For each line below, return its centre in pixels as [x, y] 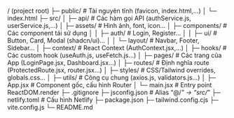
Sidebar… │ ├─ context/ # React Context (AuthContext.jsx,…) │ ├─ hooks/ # [117, 48]
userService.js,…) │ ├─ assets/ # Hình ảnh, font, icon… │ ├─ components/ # [117, 25]
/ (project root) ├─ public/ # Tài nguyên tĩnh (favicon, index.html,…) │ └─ [112, 11]
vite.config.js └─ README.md [50, 107]
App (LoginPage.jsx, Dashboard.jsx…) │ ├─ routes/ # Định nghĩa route [108, 62]
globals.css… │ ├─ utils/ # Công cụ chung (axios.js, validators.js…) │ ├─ [112, 78]
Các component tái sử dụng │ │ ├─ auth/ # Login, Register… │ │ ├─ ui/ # [112, 33]
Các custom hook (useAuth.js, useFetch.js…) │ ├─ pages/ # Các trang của [115, 55]
